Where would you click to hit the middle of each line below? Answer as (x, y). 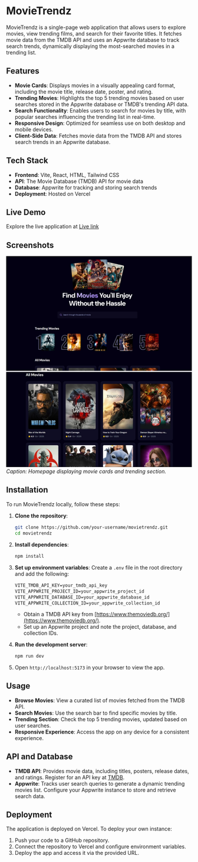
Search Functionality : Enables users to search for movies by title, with (100, 110)
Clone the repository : (41, 516)
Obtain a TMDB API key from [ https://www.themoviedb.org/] (97, 615)
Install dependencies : (42, 545)
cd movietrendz (33, 533)
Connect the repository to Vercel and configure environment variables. (100, 847)
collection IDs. (41, 633)
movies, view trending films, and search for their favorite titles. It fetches (94, 33)
